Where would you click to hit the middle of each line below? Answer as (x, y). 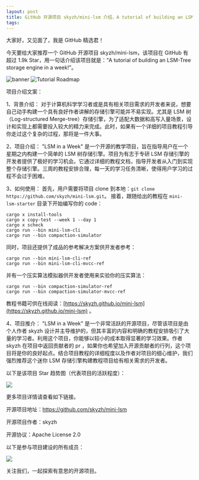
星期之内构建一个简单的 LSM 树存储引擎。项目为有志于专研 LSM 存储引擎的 (98, 154)
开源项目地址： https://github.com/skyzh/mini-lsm (67, 409)
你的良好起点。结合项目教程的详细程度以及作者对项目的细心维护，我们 (107, 353)
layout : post (22, 12)
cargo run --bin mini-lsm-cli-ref (49, 258)
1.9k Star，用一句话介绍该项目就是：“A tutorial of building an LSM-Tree (104, 60)
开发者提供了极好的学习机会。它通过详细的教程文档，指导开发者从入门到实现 (99, 161)
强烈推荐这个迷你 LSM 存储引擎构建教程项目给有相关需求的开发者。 (88, 361)
